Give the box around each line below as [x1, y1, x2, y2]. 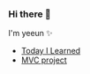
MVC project [20, 55, 67, 65]
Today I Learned [20, 46, 81, 56]
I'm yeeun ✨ [8, 28, 54, 39]
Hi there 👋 [8, 8, 52, 20]
